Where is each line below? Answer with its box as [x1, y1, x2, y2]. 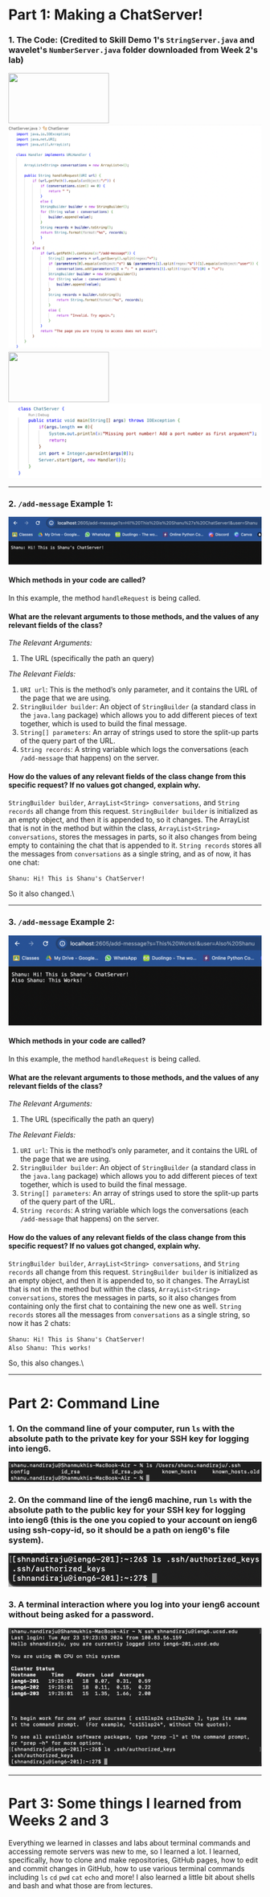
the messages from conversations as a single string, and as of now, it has [8, 849, 252, 859]
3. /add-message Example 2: [8, 917, 115, 928]
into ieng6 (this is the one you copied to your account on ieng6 [8, 1514, 258, 1525]
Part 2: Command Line [8, 1394, 160, 1412]
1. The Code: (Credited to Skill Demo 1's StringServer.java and [8, 35, 256, 46]
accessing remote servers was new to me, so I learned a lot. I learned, [8, 1846, 241, 1856]
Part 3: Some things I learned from [8, 1795, 242, 1813]
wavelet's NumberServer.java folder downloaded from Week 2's [8, 44, 259, 55]
